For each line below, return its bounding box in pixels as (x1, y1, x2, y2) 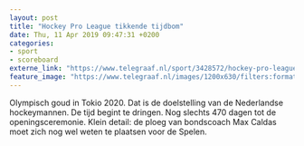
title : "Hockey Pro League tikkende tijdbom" (9, 22, 184, 31)
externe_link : (9, 64, 63, 73)
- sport (9, 47, 39, 56)
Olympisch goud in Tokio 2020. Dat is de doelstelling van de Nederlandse (9, 97, 283, 108)
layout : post (9, 13, 59, 23)
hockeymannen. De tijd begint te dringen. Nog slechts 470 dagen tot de (9, 106, 277, 118)
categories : (9, 38, 54, 48)
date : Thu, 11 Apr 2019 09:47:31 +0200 (9, 30, 160, 39)
